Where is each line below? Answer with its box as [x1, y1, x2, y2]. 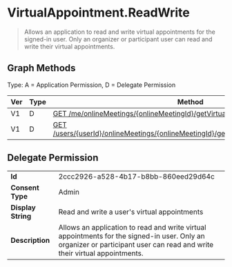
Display [10, 202, 36, 212]
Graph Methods [7, 62, 76, 74]
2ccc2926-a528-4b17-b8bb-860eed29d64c [58, 171, 215, 181]
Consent [10, 183, 39, 192]
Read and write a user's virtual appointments [58, 207, 204, 217]
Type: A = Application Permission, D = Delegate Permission [7, 81, 176, 89]
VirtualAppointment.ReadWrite [7, 5, 190, 21]
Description [10, 235, 50, 245]
